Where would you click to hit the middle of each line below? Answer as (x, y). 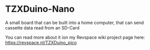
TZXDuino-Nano (40, 9)
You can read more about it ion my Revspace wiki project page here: (75, 37)
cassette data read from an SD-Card (42, 27)
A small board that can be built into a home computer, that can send (75, 23)
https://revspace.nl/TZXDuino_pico (41, 42)
